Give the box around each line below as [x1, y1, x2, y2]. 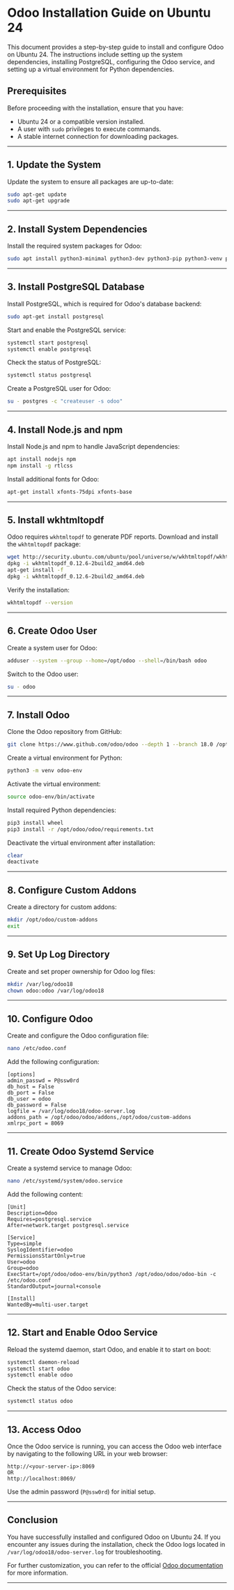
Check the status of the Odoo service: [7, 1384, 117, 1393]
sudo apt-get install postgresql [7, 313, 104, 320]
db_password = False [7, 1102, 68, 1109]
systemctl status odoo [7, 1397, 73, 1405]
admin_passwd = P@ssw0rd [7, 1077, 79, 1084]
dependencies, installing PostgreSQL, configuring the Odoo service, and [7, 57, 215, 66]
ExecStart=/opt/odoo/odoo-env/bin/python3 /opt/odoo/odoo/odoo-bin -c [7, 1270, 217, 1277]
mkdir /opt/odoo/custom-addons [7, 916, 98, 924]
